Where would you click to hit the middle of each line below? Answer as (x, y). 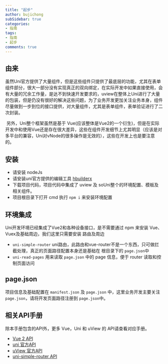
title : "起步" (19, 10)
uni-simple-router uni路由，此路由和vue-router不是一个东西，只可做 (83, 244)
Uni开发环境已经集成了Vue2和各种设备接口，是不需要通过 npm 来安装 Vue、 (84, 227)
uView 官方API (27, 350)
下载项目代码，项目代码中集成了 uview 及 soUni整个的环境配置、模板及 (85, 185)
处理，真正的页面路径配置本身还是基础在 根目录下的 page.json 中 (83, 251)
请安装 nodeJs (27, 172)
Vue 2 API (23, 338)
